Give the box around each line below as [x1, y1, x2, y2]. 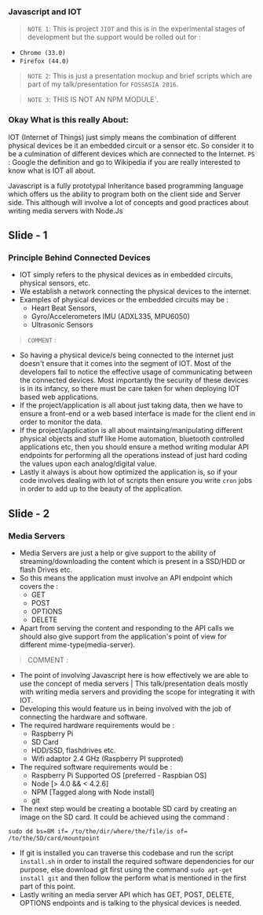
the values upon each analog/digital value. [19, 459, 157, 469]
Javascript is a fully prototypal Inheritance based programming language [8, 181, 243, 190]
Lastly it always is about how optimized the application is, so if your [19, 467, 238, 477]
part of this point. [19, 881, 76, 891]
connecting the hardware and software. [19, 712, 148, 721]
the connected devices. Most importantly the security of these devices [19, 375, 249, 385]
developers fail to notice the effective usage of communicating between [19, 368, 253, 377]
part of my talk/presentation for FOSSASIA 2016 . [27, 79, 179, 89]
